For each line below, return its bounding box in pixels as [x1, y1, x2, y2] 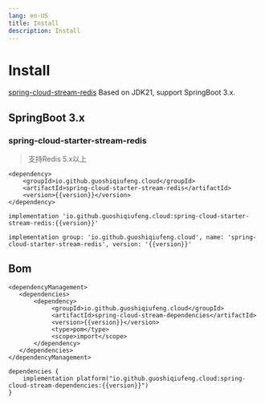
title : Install [8, 19, 59, 27]
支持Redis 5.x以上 [27, 154, 87, 164]
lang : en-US [8, 11, 48, 20]
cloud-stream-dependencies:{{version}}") [8, 382, 149, 390]
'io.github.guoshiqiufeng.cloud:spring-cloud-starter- [62, 212, 250, 220]
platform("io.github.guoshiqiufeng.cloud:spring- [76, 374, 247, 382]
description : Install [8, 26, 81, 34]
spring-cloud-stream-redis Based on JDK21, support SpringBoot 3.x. [8, 87, 235, 97]
